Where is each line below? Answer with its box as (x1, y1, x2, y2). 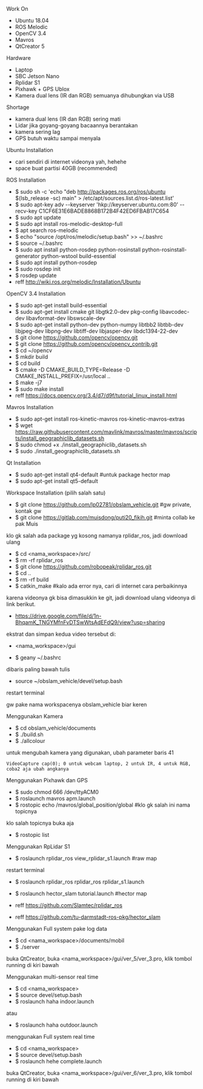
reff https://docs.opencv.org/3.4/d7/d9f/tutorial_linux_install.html (15, 392, 178, 399)
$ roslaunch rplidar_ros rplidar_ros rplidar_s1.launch (15, 878, 145, 885)
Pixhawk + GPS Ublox (15, 85, 70, 93)
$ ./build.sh (15, 731, 44, 738)
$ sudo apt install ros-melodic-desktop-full (15, 221, 123, 227)
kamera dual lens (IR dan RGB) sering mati (15, 115, 121, 122)
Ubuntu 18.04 (15, 17, 49, 24)
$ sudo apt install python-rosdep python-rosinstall (15, 246, 141, 253)
